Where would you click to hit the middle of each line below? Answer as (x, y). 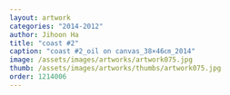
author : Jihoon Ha (44, 34)
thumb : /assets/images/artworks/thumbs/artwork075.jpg (115, 69)
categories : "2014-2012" (56, 26)
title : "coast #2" (44, 43)
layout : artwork (40, 18)
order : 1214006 (38, 77)
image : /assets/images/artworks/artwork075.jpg (101, 60)
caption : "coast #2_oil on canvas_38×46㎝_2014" (102, 52)
